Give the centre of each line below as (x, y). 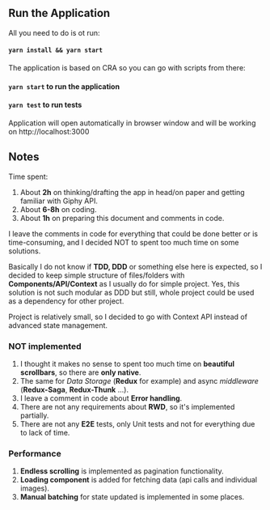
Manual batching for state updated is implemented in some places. (132, 497)
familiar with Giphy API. (59, 201)
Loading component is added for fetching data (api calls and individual (138, 480)
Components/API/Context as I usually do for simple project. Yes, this (124, 283)
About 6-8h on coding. (58, 209)
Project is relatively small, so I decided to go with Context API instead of (128, 317)
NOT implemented (45, 346)
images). (35, 488)
